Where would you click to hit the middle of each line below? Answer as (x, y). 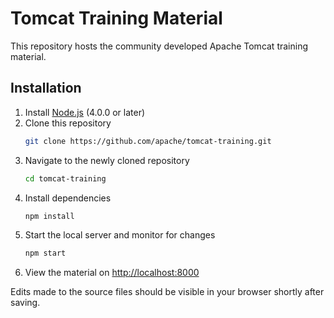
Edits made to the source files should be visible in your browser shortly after (167, 292)
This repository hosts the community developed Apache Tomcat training (159, 46)
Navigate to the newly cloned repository (107, 160)
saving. (25, 303)
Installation (46, 88)
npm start (45, 253)
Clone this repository (68, 123)
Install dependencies (68, 198)
